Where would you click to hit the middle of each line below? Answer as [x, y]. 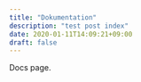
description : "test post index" [69, 26]
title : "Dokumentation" [53, 17]
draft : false [33, 42]
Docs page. [30, 68]
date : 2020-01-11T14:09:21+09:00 [71, 34]
